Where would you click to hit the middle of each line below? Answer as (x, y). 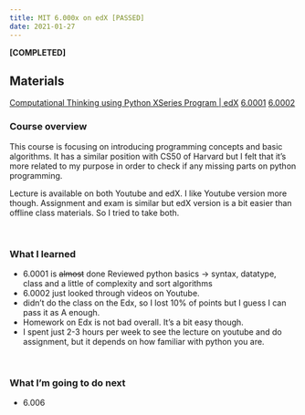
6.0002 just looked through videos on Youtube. (111, 293)
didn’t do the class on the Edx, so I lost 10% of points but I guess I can (154, 303)
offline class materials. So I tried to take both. (95, 213)
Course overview (48, 127)
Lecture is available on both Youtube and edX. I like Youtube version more (148, 193)
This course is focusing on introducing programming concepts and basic (146, 146)
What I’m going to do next (68, 382)
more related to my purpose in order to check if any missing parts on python (153, 166)
